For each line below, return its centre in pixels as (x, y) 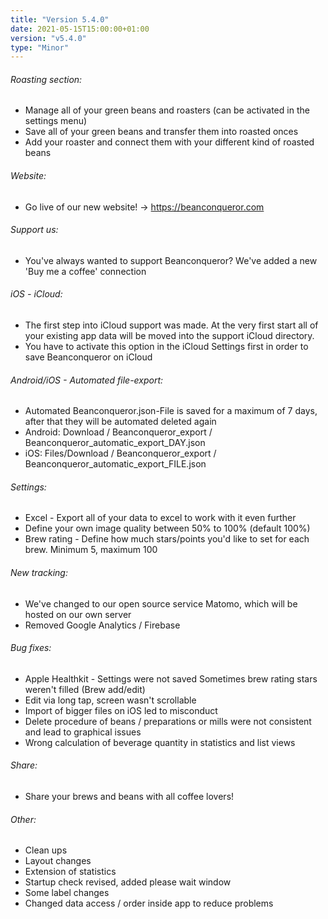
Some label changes (67, 893)
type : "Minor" (40, 47)
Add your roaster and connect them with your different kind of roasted (169, 142)
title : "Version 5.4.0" (60, 19)
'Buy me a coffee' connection (85, 271)
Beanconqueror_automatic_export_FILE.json (115, 464)
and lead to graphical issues (83, 732)
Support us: (34, 230)
